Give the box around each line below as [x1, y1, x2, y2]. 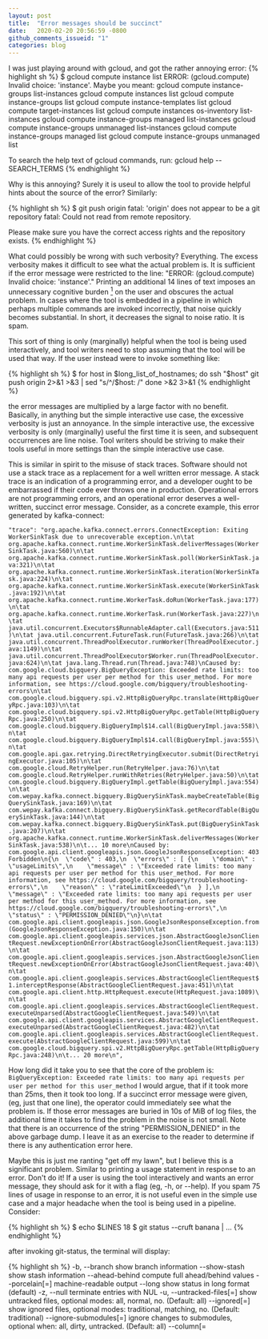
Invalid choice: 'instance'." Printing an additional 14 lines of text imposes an [8, 277, 256, 287]
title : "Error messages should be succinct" [8, 19, 162, 27]
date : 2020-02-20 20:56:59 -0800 [8, 26, 127, 34]
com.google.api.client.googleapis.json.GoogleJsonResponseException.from [8, 918, 260, 926]
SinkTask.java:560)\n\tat [8, 547, 94, 555]
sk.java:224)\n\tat [8, 575, 74, 583]
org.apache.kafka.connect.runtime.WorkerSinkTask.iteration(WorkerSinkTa [8, 567, 260, 576]
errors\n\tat [8, 687, 52, 695]
